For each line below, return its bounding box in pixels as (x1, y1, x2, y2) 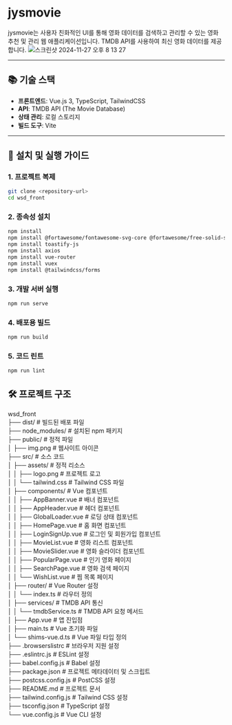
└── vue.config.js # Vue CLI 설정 (8, 710, 102, 718)
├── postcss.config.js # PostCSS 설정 (8, 675, 116, 684)
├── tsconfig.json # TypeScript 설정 (8, 702, 110, 710)
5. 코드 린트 (8, 351, 44, 360)
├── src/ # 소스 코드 (8, 452, 65, 460)
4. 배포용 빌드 (8, 318, 51, 327)
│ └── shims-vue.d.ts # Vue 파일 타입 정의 (8, 633, 127, 641)
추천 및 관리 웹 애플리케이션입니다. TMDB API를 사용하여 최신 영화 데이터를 (8, 36, 209, 45)
